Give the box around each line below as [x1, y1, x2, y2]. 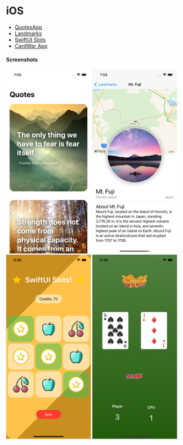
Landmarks [14, 29, 42, 37]
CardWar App [14, 42, 48, 50]
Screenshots [6, 56, 38, 63]
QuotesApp [14, 24, 42, 31]
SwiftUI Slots [14, 36, 46, 43]
